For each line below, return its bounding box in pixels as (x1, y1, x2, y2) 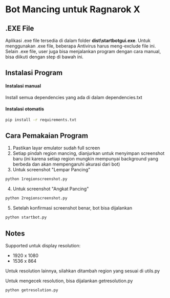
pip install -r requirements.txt (5, 117, 77, 122)
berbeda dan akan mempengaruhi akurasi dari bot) (12, 161, 120, 167)
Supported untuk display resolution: (5, 242, 81, 248)
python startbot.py (5, 215, 47, 220)
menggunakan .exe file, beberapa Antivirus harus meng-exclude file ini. (5, 43, 156, 49)
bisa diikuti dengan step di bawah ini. (5, 54, 83, 60)
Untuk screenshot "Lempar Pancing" (12, 167, 91, 173)
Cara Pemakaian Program (5, 131, 89, 140)
